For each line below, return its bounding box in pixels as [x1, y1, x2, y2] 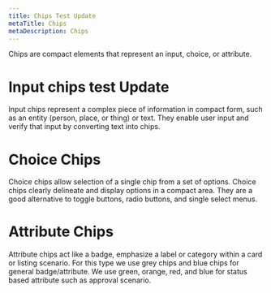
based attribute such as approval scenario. [8, 275, 152, 285]
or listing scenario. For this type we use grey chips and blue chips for [8, 258, 239, 268]
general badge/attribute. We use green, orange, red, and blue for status [8, 267, 247, 277]
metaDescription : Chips [8, 27, 89, 35]
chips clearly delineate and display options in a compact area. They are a [8, 186, 253, 196]
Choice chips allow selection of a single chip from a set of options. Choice [8, 177, 257, 187]
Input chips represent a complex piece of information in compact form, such [8, 105, 264, 114]
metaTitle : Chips [8, 19, 67, 28]
